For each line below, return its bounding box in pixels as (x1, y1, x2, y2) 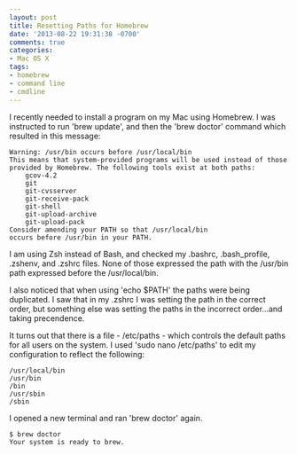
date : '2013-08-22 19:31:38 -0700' (9, 29, 141, 38)
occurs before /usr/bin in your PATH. (9, 232, 152, 242)
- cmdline (9, 87, 46, 96)
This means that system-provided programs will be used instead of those (9, 155, 288, 164)
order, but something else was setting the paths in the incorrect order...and (9, 303, 283, 314)
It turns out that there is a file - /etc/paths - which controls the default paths (9, 330, 286, 341)
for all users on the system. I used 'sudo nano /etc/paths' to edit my (9, 339, 256, 350)
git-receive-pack (25, 194, 90, 203)
